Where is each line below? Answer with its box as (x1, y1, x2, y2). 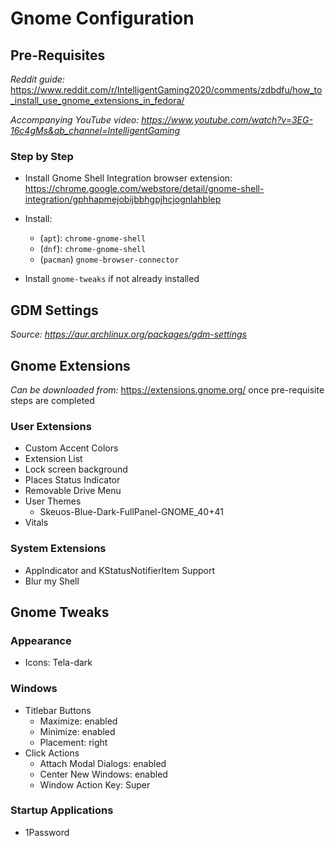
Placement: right (39, 736, 108, 748)
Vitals (24, 517, 49, 529)
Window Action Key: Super (39, 778, 151, 791)
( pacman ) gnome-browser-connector (39, 253, 180, 266)
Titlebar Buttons (24, 704, 92, 716)
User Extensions (10, 419, 92, 433)
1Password (24, 826, 70, 838)
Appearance (10, 633, 72, 647)
